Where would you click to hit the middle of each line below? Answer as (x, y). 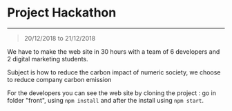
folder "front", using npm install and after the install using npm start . (105, 100)
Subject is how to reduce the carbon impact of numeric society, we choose (114, 72)
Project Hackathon (62, 13)
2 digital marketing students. (48, 59)
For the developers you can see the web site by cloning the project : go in (112, 93)
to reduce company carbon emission (59, 79)
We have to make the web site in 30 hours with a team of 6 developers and (114, 51)
